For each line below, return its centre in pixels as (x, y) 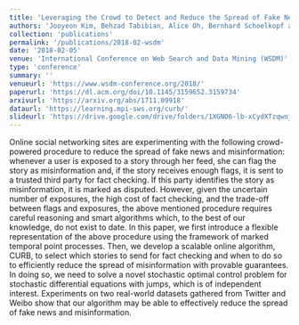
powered (25, 151)
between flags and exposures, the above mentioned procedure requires (141, 208)
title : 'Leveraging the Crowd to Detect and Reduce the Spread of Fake (145, 17)
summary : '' (31, 76)
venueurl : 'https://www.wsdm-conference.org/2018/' (107, 84)
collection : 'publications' (61, 34)
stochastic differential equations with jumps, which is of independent (135, 284)
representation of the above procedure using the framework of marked (139, 237)
